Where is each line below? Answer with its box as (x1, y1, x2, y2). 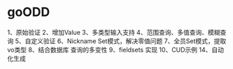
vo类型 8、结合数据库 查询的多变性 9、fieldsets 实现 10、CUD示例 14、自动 (7, 45, 225, 54)
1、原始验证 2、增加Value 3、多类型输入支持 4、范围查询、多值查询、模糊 (7, 28, 220, 36)
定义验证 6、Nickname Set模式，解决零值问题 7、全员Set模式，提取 (31, 36, 227, 45)
